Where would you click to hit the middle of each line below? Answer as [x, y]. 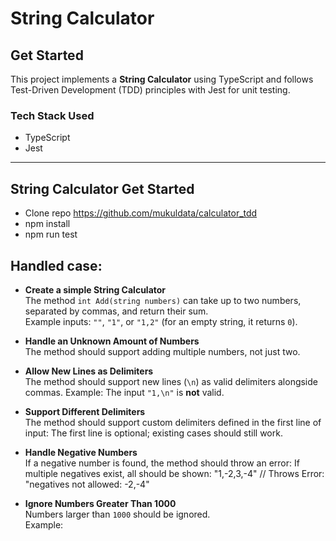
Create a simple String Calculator [95, 289]
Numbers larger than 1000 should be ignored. [117, 514]
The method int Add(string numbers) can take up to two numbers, [163, 300]
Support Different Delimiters [85, 411]
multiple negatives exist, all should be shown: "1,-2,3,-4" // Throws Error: [174, 473]
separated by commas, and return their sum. [116, 311]
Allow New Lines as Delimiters [89, 371]
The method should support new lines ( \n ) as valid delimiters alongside [171, 381]
